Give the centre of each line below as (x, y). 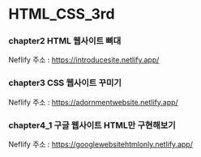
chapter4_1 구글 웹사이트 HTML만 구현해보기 (92, 125)
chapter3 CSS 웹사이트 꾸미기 (65, 83)
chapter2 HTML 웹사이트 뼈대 (65, 41)
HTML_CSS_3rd (62, 14)
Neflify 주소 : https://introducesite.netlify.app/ (84, 60)
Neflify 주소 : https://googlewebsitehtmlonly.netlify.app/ (100, 144)
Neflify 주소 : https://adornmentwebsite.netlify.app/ (93, 102)
